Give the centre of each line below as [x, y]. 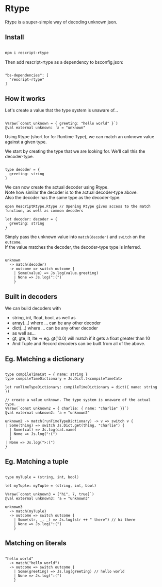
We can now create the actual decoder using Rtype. [57, 187]
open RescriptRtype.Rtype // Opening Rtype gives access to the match [78, 207]
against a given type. [26, 142]
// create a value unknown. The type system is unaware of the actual [78, 400]
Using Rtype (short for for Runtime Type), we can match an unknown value [80, 137]
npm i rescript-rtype [27, 53]
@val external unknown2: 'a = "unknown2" [48, 413]
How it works [25, 99]
